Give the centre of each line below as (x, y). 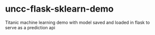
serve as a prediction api (30, 27)
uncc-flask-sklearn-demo (59, 9)
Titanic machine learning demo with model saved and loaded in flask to (77, 22)
